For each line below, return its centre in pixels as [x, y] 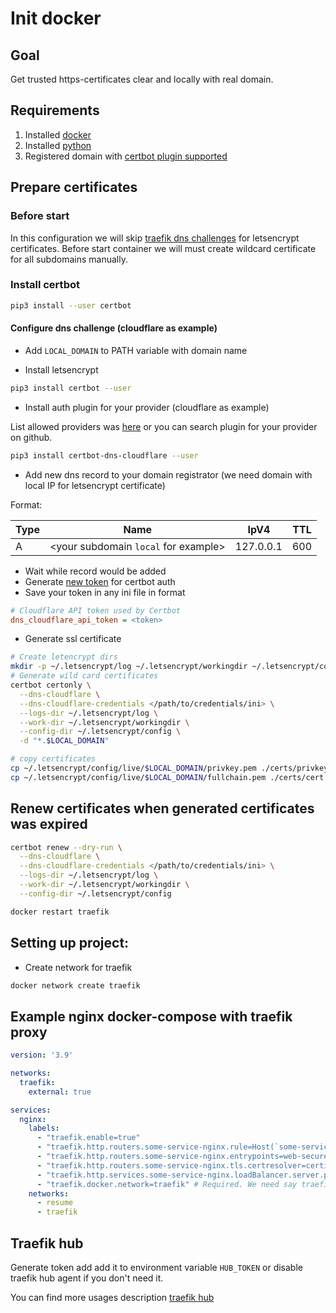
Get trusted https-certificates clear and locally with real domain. [142, 79]
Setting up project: [70, 943]
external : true [60, 1092]
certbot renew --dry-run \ [66, 847]
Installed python [58, 145]
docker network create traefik [75, 985]
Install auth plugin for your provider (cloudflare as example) [147, 407]
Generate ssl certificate [73, 639]
